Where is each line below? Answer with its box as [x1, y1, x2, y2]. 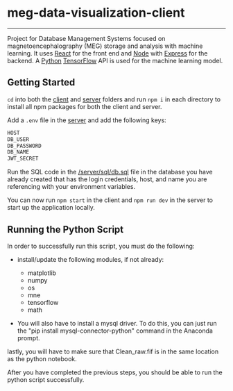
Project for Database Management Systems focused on [7, 34, 166, 42]
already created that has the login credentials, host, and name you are [7, 175, 207, 183]
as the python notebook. [7, 354, 78, 363]
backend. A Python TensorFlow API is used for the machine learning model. [7, 56, 223, 65]
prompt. [17, 333, 40, 342]
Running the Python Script [7, 224, 124, 235]
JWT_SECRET [7, 155, 39, 163]
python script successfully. [7, 375, 85, 383]
